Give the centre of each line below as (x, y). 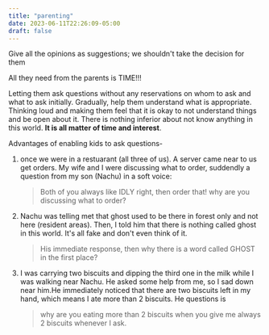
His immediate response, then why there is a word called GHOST (147, 249)
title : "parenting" (41, 16)
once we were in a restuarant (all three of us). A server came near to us (139, 159)
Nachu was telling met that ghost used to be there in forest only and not (139, 216)
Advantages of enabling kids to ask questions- (86, 144)
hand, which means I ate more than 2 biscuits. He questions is (123, 299)
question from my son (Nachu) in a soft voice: (96, 176)
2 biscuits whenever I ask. (83, 323)
